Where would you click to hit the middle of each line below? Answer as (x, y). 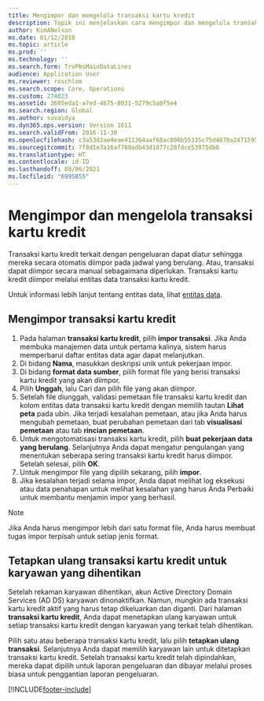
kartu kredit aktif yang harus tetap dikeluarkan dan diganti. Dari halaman (125, 609)
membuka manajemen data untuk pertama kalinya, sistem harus (123, 347)
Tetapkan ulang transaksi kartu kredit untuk (118, 561)
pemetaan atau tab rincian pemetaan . (82, 430)
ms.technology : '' (38, 60)
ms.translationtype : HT (47, 154)
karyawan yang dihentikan (75, 573)
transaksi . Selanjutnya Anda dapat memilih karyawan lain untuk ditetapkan (129, 649)
